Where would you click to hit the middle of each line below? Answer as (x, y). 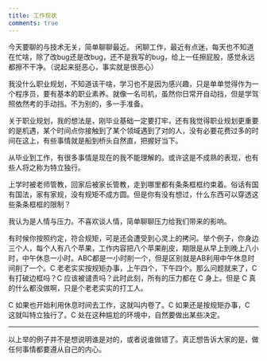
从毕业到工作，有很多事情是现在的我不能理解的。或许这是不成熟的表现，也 (130, 157)
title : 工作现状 (33, 16)
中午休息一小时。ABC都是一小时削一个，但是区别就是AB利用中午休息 (135, 258)
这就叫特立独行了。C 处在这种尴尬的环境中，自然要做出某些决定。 (116, 315)
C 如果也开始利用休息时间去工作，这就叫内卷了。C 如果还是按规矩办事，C (129, 304)
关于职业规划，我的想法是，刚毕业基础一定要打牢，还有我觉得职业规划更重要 (133, 120)
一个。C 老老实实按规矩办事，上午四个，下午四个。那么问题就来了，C (143, 268)
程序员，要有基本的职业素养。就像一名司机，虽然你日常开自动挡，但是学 (133, 93)
